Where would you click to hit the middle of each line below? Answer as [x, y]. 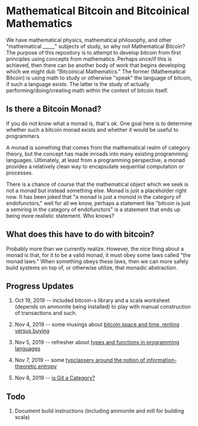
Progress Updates [40, 286]
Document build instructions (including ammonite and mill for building [99, 411]
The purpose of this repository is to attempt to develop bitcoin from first [94, 52]
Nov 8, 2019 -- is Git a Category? [55, 378]
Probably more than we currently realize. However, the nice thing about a [95, 249]
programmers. [24, 136]
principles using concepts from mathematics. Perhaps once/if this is [89, 59]
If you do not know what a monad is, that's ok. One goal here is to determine [99, 123]
